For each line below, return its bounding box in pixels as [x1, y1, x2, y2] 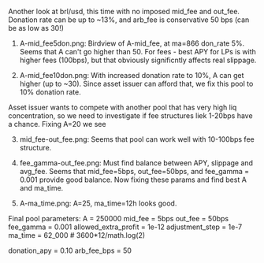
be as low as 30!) [8, 24, 65, 32]
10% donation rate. [19, 87, 81, 97]
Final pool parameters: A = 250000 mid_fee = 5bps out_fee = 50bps [8, 214, 229, 223]
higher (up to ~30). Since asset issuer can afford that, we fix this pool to [19, 79, 254, 88]
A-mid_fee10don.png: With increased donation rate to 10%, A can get [19, 71, 244, 80]
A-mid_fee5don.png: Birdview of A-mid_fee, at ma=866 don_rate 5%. [19, 39, 245, 48]
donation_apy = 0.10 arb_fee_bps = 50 [8, 246, 132, 255]
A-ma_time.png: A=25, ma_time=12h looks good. [19, 198, 177, 208]
